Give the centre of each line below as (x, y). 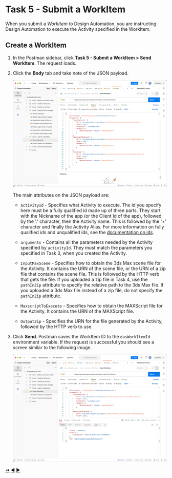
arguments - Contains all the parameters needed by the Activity (87, 242)
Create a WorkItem (36, 45)
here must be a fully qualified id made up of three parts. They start (90, 211)
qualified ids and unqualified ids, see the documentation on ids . (87, 233)
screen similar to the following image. (52, 348)
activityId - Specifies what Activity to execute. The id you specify (91, 205)
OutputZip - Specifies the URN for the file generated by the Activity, (91, 321)
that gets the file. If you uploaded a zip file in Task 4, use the (84, 280)
